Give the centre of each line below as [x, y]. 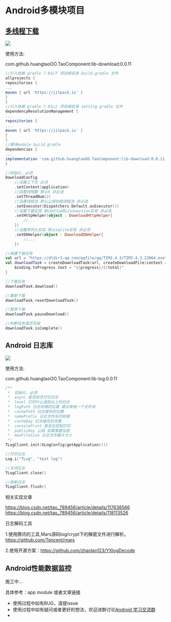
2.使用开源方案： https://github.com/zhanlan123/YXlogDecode [70, 550]
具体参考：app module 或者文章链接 [43, 592]
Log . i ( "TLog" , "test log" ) [34, 459]
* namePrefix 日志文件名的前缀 [39, 416]
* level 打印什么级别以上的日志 [39, 402]
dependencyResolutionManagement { [42, 111]
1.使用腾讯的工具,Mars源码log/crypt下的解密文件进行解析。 [67, 534]
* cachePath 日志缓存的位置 [36, 412]
